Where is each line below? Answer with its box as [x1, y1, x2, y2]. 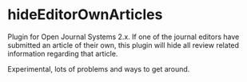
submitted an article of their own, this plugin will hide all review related [7, 40, 240, 49]
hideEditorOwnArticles [7, 6, 163, 24]
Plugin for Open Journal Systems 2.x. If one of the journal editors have [7, 32, 240, 41]
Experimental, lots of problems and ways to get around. [7, 64, 190, 73]
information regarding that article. [7, 49, 118, 58]
